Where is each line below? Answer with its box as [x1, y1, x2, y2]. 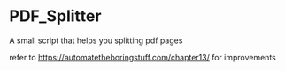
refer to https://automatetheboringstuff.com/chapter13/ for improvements [9, 52, 276, 62]
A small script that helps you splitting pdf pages [9, 35, 183, 46]
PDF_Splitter [9, 6, 102, 26]
